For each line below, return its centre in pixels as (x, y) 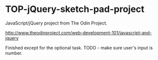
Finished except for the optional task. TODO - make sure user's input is (79, 47)
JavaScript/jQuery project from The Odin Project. (56, 23)
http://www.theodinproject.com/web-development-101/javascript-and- (79, 32)
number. (14, 53)
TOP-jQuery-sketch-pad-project (75, 9)
